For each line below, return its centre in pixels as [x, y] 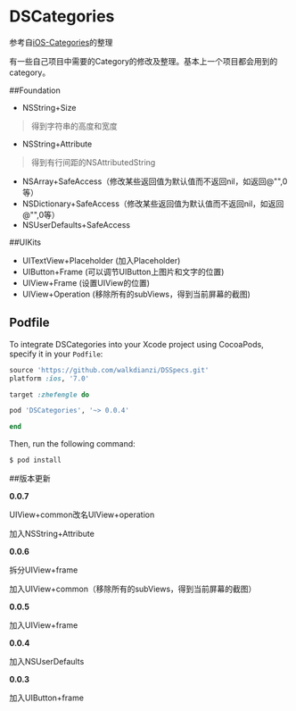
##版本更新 [30, 478]
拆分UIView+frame [44, 570]
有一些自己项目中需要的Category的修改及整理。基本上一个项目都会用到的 [144, 61]
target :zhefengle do [49, 395]
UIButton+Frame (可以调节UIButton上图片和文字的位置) [123, 272]
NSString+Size [49, 107]
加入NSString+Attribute [52, 534]
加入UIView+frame [44, 625]
